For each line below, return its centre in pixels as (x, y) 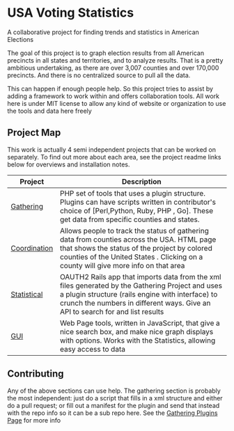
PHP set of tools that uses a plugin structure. (132, 193)
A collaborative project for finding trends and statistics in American (103, 32)
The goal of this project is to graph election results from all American (106, 53)
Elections (20, 39)
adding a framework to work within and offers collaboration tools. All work (114, 96)
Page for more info (34, 420)
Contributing (36, 374)
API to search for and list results (112, 311)
